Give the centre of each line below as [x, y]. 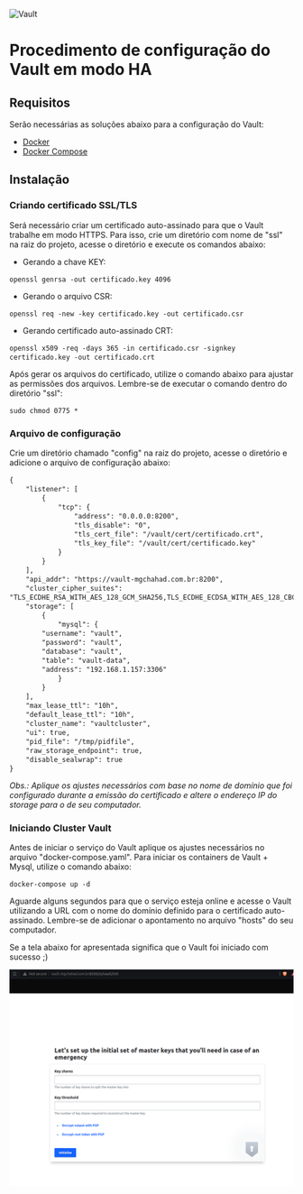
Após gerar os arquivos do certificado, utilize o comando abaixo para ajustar [151, 373]
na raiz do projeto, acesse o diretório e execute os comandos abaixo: [138, 244]
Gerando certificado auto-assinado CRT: [98, 330]
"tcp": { [74, 507]
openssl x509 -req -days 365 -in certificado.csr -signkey [123, 348]
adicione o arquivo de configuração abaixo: [90, 462]
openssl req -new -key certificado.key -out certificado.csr [127, 314]
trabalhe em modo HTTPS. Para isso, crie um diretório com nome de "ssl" [146, 234]
